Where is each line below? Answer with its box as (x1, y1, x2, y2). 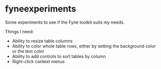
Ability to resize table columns (12, 38, 73, 44)
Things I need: (5, 28, 34, 34)
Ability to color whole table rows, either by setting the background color (12, 43, 156, 49)
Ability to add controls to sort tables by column (12, 53, 106, 59)
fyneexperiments (5, 3, 76, 14)
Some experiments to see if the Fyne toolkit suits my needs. (5, 19, 125, 25)
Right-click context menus (12, 58, 65, 64)
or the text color (12, 48, 45, 54)
